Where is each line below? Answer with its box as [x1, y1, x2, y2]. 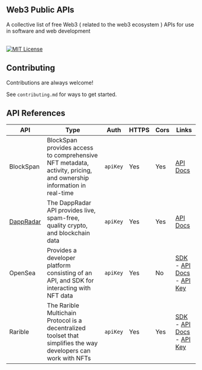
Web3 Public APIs [6, 5, 75, 15]
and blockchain [47, 229, 90, 237]
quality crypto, [47, 222, 88, 230]
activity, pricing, [47, 166, 92, 174]
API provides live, [47, 206, 96, 215]
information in [47, 181, 86, 190]
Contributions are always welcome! [6, 78, 94, 86]
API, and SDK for [47, 276, 94, 285]
